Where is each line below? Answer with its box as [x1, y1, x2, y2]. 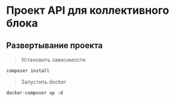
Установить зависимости [20, 56, 86, 63]
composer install [6, 68, 50, 74]
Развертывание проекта [6, 40, 103, 50]
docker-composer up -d [6, 90, 63, 96]
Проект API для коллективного [6, 4, 170, 17]
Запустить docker [20, 79, 67, 85]
